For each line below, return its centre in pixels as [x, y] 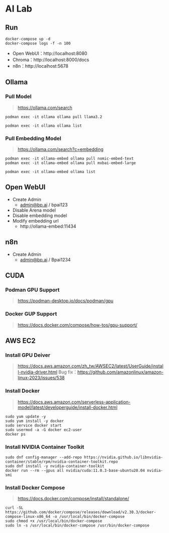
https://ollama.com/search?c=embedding [61, 149]
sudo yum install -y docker [35, 421]
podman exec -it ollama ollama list [44, 126]
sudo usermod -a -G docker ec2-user [44, 430]
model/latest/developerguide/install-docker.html [67, 407]
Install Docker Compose [35, 488]
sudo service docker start [33, 425]
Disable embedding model [39, 216]
